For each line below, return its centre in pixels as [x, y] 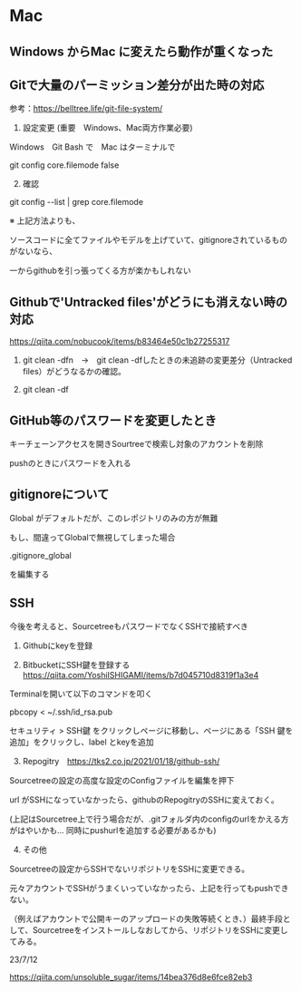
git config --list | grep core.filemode [76, 202]
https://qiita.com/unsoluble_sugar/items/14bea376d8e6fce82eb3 [131, 976]
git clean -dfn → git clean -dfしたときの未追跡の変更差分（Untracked [157, 360]
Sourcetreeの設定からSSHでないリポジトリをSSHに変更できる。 [130, 869]
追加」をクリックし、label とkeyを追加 [82, 742]
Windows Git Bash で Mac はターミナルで [92, 147]
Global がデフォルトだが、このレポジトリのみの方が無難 [114, 518]
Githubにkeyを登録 [58, 646]
